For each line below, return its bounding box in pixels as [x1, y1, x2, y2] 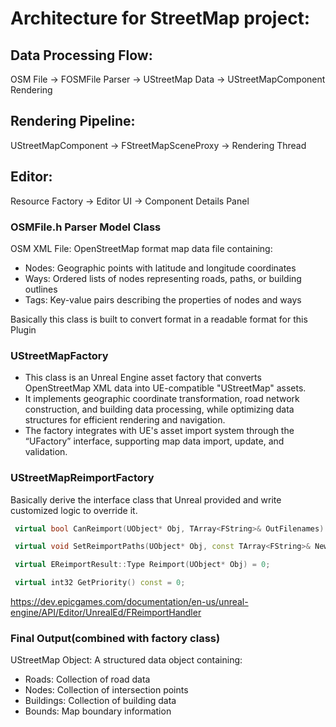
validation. [24, 446, 68, 458]
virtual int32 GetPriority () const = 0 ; [14, 578, 186, 588]
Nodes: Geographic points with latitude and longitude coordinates [24, 262, 297, 274]
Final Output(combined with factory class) [10, 631, 221, 645]
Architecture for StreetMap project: [10, 7, 311, 30]
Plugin [10, 323, 37, 336]
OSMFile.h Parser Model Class [10, 220, 162, 234]
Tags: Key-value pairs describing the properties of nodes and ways [24, 293, 302, 306]
